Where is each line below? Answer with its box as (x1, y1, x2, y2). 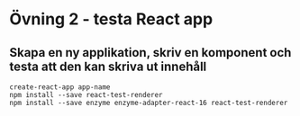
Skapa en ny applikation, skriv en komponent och (9, 45, 292, 60)
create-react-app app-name (9, 83, 111, 92)
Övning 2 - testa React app (9, 9, 214, 30)
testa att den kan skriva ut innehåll (9, 58, 207, 74)
